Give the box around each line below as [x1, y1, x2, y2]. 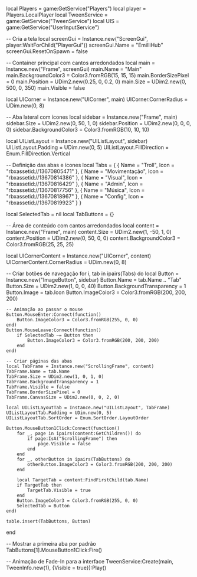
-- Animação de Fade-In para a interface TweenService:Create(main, [6, 558, 174, 565]
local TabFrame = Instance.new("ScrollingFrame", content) [6, 363, 155, 369]
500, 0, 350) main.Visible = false [6, 84, 86, 91]
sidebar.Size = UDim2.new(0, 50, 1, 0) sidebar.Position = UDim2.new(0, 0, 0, [6, 120, 192, 126]
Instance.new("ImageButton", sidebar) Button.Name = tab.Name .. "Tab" [6, 276, 182, 283]
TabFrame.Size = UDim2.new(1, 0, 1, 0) [6, 374, 104, 380]
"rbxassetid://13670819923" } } [6, 199, 82, 206]
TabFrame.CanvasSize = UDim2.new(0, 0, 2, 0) [6, 395, 120, 400]
